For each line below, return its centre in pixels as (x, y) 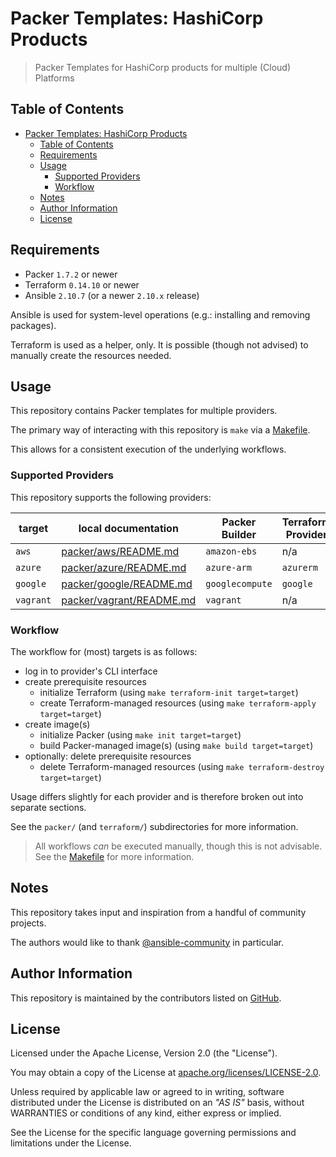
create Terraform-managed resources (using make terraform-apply (178, 703)
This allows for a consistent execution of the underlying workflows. (148, 449)
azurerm (299, 567)
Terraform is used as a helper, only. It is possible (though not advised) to (159, 344)
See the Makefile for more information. (114, 856)
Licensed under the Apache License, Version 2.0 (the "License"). (144, 1053)
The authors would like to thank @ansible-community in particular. (147, 942)
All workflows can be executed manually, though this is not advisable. (178, 846)
